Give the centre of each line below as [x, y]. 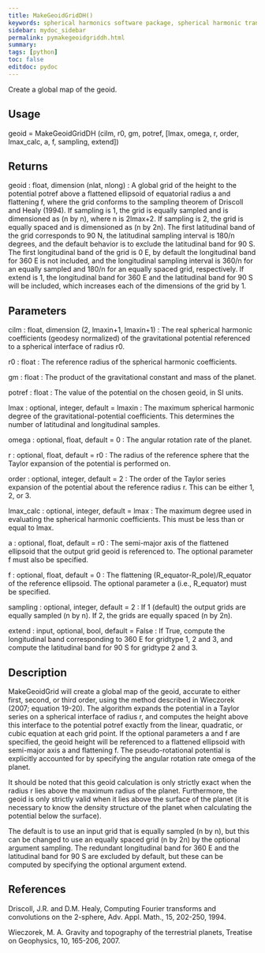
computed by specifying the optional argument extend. [97, 865]
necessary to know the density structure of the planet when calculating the [130, 807]
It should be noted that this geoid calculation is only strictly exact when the [130, 782]
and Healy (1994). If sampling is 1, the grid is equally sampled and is [118, 211]
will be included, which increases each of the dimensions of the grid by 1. [127, 286]
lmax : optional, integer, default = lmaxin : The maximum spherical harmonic [131, 408]
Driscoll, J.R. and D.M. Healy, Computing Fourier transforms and [112, 908]
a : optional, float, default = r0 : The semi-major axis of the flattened [118, 543]
